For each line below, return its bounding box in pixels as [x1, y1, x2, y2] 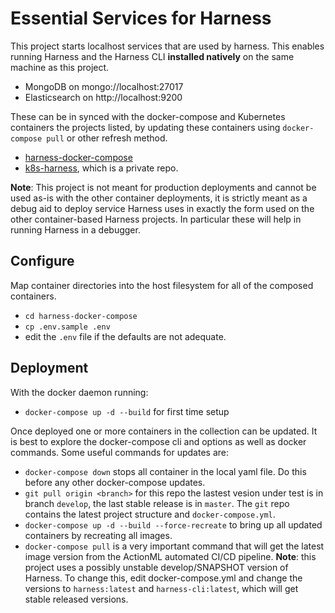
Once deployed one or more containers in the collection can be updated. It [10, 425, 318, 437]
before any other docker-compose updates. [24, 476, 206, 488]
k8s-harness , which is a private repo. [24, 162, 179, 174]
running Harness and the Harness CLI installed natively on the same [10, 50, 295, 62]
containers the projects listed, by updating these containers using [10, 121, 281, 133]
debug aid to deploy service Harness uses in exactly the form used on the [10, 202, 315, 214]
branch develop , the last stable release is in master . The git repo [24, 497, 290, 509]
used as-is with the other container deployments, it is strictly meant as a [10, 192, 308, 204]
